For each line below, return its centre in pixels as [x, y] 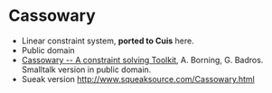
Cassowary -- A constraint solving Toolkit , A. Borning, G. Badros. [142, 60]
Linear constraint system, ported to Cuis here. [108, 41]
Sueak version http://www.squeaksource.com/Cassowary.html [138, 79]
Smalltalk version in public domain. [86, 70]
